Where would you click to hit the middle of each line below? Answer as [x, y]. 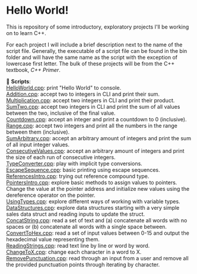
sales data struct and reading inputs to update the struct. [76, 214]
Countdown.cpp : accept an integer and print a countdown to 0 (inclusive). [96, 119]
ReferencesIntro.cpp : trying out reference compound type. [78, 176]
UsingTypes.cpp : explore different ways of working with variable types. [93, 201]
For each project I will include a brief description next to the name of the [94, 45]
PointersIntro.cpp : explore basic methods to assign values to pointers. [92, 182]
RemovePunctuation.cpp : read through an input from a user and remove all [97, 258]
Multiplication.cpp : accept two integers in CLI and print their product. [90, 100]
